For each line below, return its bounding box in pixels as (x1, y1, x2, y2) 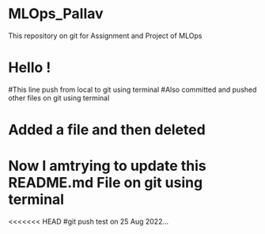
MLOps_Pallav (8, 5, 104, 23)
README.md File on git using (8, 174, 203, 192)
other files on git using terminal (8, 92, 110, 103)
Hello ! (8, 58, 51, 77)
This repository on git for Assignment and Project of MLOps (8, 31, 203, 40)
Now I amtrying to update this (8, 157, 207, 175)
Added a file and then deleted (8, 121, 206, 139)
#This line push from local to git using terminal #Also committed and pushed (8, 85, 257, 94)
